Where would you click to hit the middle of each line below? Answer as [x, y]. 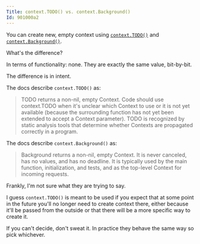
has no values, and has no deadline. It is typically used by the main [104, 161]
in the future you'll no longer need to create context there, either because [97, 204]
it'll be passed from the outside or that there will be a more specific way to [98, 210]
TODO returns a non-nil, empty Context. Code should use [92, 99]
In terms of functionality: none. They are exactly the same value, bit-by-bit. [99, 64]
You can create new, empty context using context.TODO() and [83, 34]
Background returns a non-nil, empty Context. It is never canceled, [104, 155]
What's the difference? [35, 52]
